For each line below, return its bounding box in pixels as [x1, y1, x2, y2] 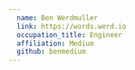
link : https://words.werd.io [16, 22, 127, 31]
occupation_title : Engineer [16, 30, 123, 39]
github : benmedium [16, 47, 87, 56]
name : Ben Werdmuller [16, 13, 99, 23]
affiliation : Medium [16, 38, 94, 48]
